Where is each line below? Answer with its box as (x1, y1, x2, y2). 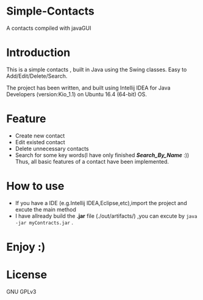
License (6, 268, 48, 282)
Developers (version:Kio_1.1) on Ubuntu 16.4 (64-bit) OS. (6, 90, 148, 98)
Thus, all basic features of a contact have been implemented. (15, 158, 169, 165)
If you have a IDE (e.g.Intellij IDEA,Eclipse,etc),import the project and (15, 199, 187, 206)
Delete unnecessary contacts (15, 145, 90, 152)
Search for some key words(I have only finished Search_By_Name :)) (15, 151, 190, 159)
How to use (6, 180, 65, 193)
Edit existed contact (15, 138, 65, 145)
